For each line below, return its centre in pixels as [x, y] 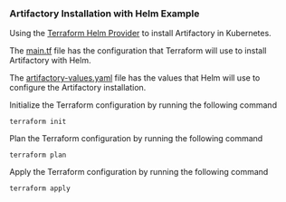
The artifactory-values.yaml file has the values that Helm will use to [135, 78]
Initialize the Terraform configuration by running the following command [143, 105]
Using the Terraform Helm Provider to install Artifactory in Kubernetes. [140, 34]
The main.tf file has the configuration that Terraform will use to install [138, 51]
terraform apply [40, 188]
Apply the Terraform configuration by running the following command [139, 172]
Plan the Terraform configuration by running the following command [136, 139]
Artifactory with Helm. [50, 61]
